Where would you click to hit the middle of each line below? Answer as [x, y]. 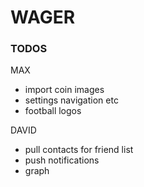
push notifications [62, 160]
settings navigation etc [71, 100]
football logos [53, 111]
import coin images [64, 90]
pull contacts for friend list [79, 150]
